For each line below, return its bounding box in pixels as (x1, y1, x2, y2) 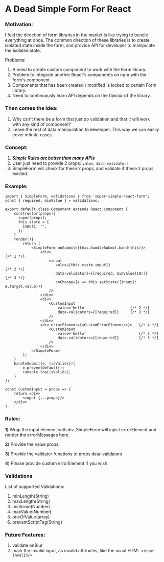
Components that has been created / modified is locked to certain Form (12, 82, 157, 88)
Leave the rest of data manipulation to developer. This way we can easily (12, 126, 159, 132)
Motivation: (5, 21, 33, 28)
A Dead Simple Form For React (5, 3, 131, 15)
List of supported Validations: (5, 484, 65, 489)
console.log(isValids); (23, 370, 71, 375)
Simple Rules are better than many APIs (12, 155, 95, 161)
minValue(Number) (12, 503, 50, 509)
